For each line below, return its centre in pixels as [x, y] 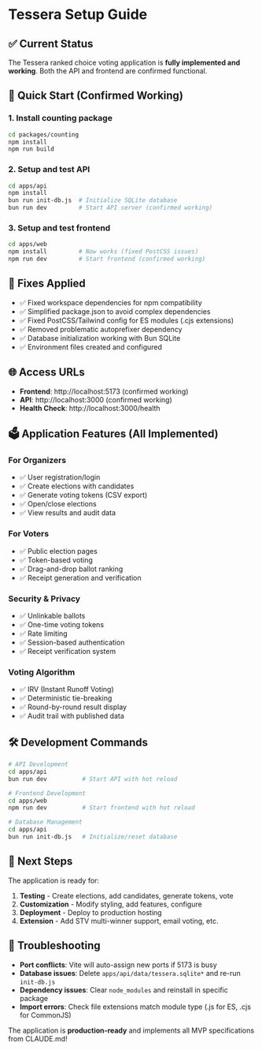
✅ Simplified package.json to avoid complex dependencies [115, 311]
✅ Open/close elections [58, 504]
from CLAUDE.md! [38, 1038]
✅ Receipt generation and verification [80, 577]
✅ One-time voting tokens [62, 624]
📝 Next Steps [41, 861]
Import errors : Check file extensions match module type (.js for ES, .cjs [135, 1007]
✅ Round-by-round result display [73, 707]
